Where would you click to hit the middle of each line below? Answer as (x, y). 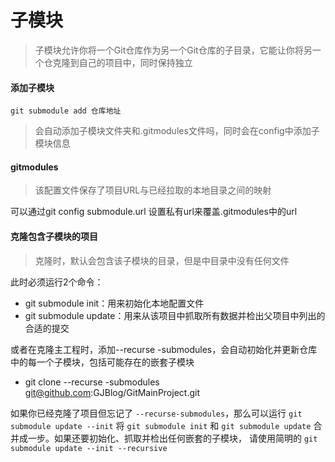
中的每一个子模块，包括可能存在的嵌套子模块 (102, 362)
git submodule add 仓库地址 (66, 111)
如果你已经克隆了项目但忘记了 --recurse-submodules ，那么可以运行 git (156, 413)
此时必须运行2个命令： (57, 282)
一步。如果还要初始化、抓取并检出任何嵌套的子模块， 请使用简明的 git (172, 438)
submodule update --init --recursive (89, 448)
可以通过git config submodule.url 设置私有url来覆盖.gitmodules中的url (154, 212)
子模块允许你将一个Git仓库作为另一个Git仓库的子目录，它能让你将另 (173, 50)
